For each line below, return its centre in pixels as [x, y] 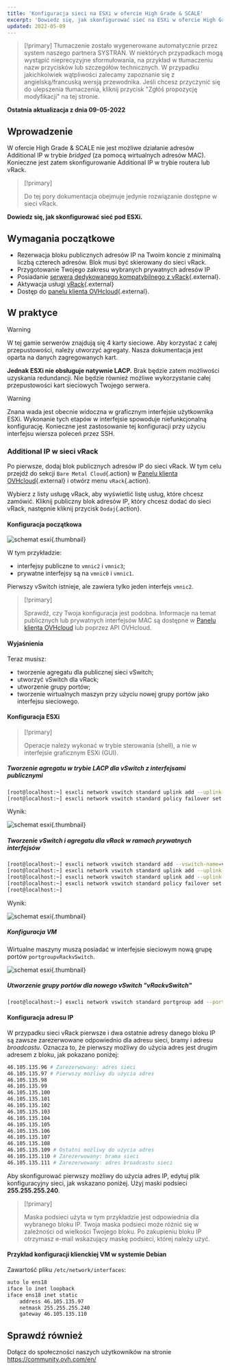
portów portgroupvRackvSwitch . [51, 956]
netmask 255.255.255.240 [55, 1308]
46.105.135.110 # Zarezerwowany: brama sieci [73, 1157]
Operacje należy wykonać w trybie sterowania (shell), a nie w [110, 745]
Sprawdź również [45, 1335]
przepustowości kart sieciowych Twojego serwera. [79, 385]
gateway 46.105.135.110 [53, 1314]
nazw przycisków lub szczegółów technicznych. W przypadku [112, 68]
